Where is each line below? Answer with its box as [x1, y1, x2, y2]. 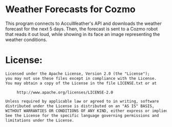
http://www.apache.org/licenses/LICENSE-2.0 [16, 90, 114, 95]
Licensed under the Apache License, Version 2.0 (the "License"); [5, 71, 150, 76]
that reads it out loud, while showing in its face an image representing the [5, 31, 160, 37]
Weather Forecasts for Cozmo [5, 4, 136, 15]
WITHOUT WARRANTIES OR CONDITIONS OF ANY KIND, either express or [5, 108, 150, 114]
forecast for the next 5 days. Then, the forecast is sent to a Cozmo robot [5, 25, 158, 31]
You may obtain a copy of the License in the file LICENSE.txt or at [5, 80, 157, 86]
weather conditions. [5, 37, 48, 43]
